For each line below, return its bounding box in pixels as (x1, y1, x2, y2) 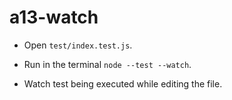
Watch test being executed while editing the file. (23, 77, 223, 90)
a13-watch (9, 6, 99, 29)
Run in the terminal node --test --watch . (23, 58, 192, 70)
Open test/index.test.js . (23, 39, 133, 51)
